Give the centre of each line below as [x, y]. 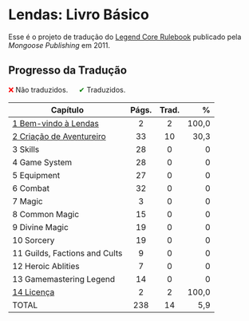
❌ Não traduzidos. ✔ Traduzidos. [67, 89]
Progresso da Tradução [68, 71]
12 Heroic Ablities [46, 266]
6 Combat [31, 188]
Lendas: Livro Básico [79, 15]
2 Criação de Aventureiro [59, 136]
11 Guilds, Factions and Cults [67, 253]
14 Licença [34, 291]
